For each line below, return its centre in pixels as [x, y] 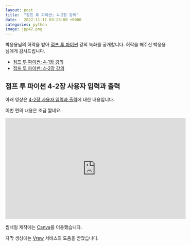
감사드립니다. [32, 51]
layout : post [19, 10]
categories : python [26, 24]
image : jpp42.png [24, 29]
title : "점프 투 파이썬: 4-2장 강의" [42, 15]
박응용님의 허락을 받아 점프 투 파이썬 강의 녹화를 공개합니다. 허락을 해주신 [79, 45]
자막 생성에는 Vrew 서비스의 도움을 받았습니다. [52, 238]
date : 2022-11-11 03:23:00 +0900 [44, 20]
